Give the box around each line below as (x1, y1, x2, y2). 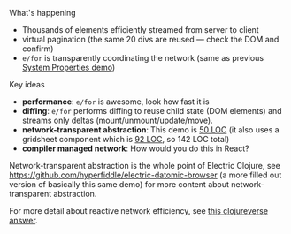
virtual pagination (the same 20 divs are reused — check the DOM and (21, 34, 280, 44)
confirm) (21, 43, 54, 54)
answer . (9, 215, 38, 225)
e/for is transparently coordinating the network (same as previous (21, 53, 264, 63)
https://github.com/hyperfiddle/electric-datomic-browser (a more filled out (9, 170, 282, 180)
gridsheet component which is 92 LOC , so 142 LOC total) (21, 134, 230, 144)
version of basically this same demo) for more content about (9, 179, 230, 189)
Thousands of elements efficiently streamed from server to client (21, 25, 259, 34)
